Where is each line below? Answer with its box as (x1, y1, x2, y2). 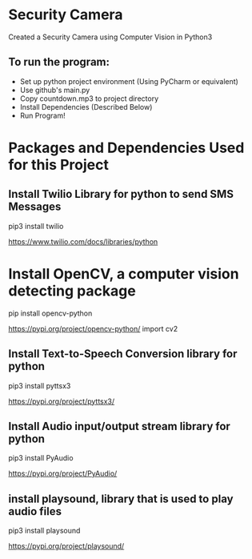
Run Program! (19, 111, 66, 120)
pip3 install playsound (8, 526, 81, 536)
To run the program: (8, 55, 110, 69)
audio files (8, 505, 62, 518)
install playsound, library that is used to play (8, 492, 234, 505)
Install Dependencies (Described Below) (19, 102, 153, 111)
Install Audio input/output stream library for (8, 419, 230, 433)
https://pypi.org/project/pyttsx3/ (8, 396, 115, 406)
